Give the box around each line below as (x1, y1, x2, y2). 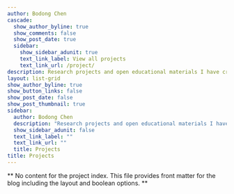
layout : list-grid (7, 74, 61, 82)
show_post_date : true (13, 36, 77, 43)
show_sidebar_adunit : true (19, 49, 98, 56)
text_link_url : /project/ (19, 62, 95, 69)
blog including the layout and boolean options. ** (7, 179, 148, 187)
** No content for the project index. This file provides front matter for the (7, 171, 216, 179)
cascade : (7, 17, 33, 24)
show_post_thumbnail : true (7, 101, 86, 108)
